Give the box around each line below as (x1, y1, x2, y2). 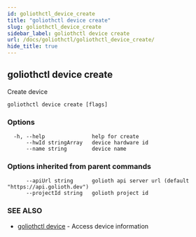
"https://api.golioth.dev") (7, 184, 90, 191)
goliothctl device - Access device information (17, 222, 149, 230)
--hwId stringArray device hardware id (25, 140, 149, 147)
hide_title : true (7, 43, 58, 50)
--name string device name (25, 145, 127, 153)
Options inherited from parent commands (7, 162, 152, 172)
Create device (7, 87, 48, 95)
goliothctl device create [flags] (7, 101, 108, 108)
